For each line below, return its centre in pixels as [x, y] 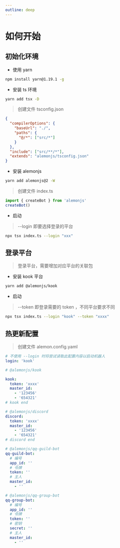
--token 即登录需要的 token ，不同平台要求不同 [66, 307]
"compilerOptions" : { [33, 124]
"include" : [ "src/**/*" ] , [37, 152]
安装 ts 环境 [24, 89]
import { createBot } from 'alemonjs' [46, 201]
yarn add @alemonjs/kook [31, 286]
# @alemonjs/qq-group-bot [32, 495]
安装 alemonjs [27, 171]
